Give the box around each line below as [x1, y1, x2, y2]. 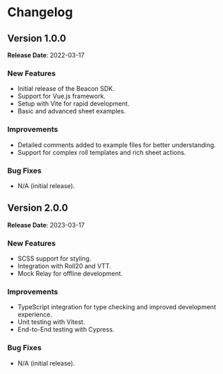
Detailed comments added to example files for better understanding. [17, 140, 216, 149]
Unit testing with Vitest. [17, 318, 86, 326]
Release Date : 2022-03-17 [7, 51, 85, 59]
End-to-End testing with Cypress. [17, 325, 115, 334]
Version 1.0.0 [7, 32, 67, 44]
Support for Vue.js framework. [17, 92, 106, 101]
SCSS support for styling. [17, 254, 91, 263]
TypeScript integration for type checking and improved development [17, 303, 217, 311]
